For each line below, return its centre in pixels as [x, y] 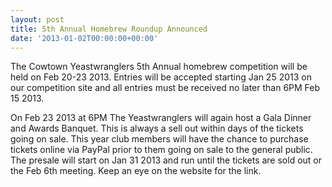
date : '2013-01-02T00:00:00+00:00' [84, 38]
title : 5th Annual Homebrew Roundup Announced [109, 29]
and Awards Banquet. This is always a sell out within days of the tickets [157, 128]
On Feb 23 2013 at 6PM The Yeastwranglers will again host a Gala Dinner [161, 118]
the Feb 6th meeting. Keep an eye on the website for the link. [136, 171]
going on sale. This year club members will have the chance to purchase [159, 139]
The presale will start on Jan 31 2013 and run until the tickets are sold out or [166, 160]
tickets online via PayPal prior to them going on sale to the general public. [161, 150]
